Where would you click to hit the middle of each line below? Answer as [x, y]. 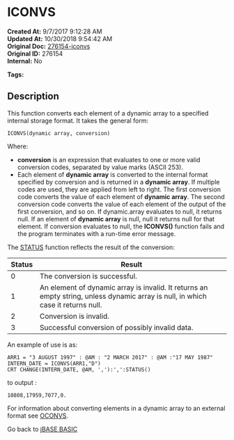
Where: [18, 146]
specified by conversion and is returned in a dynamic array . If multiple [118, 182]
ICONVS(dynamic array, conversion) [59, 133]
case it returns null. [71, 305]
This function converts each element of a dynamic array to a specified [108, 113]
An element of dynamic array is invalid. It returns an [124, 288]
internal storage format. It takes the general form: [78, 120]
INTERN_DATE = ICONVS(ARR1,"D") [54, 363]
